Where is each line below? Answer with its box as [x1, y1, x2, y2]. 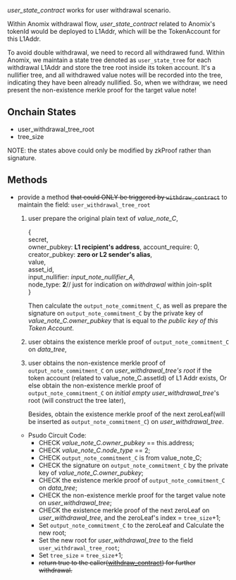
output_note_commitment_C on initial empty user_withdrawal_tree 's [27, 388, 220, 397]
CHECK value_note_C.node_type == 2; [38, 446, 151, 454]
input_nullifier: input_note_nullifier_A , [27, 272, 135, 281]
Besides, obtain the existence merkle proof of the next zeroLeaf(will [27, 409, 225, 418]
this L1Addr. [7, 35, 41, 43]
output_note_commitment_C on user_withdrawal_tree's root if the [27, 366, 212, 375]
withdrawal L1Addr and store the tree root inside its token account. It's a [7, 64, 216, 71]
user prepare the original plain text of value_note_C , [27, 214, 178, 222]
